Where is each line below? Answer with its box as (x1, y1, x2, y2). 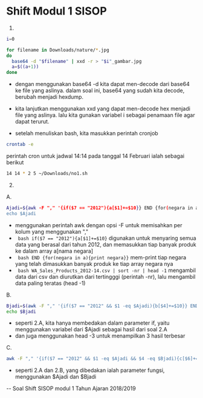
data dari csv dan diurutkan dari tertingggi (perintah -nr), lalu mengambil (14, 273, 196, 280)
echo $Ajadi (6, 210, 36, 216)
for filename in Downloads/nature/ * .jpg (6, 47, 110, 53)
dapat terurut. (14, 118, 50, 125)
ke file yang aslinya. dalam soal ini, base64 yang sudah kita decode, (14, 87, 185, 95)
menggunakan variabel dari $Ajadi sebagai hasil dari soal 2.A (14, 326, 167, 333)
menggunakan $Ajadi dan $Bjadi (14, 373, 97, 380)
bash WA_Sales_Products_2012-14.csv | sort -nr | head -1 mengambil (18, 267, 196, 274)
